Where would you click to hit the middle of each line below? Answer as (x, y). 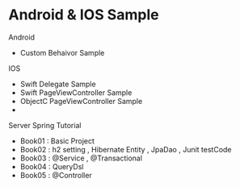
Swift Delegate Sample (58, 84)
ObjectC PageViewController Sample (81, 101)
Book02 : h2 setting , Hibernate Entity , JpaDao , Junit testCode (126, 149)
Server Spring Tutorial (45, 125)
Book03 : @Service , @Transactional (81, 158)
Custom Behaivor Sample (62, 52)
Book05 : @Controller (56, 175)
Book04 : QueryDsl (52, 166)
